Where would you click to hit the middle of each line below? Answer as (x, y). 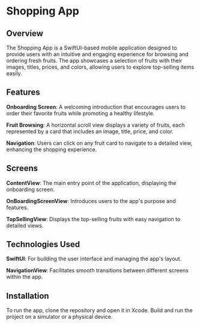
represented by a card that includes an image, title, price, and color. (90, 131)
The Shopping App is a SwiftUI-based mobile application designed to (92, 48)
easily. (14, 73)
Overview (25, 33)
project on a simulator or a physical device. (59, 317)
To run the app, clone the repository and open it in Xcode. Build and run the (100, 310)
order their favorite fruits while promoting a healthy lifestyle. (80, 113)
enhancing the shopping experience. (52, 149)
